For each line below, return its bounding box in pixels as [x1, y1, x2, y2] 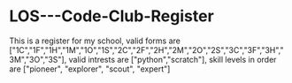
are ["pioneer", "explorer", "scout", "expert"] [9, 64, 171, 74]
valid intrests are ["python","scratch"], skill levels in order [68, 54, 277, 64]
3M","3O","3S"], [9, 54, 67, 64]
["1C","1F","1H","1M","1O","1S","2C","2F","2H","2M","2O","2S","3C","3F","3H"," [9, 44, 285, 55]
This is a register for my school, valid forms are [9, 35, 181, 46]
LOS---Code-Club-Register [9, 6, 214, 26]
